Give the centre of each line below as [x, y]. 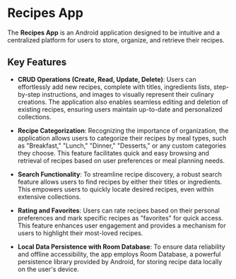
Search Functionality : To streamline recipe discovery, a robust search [120, 174]
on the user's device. [48, 269]
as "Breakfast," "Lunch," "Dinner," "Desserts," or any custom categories [122, 146]
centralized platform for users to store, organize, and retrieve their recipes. [116, 40]
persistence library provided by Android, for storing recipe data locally [120, 261]
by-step [29, 94]
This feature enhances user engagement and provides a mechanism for [122, 225]
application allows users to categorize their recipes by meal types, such [122, 138]
